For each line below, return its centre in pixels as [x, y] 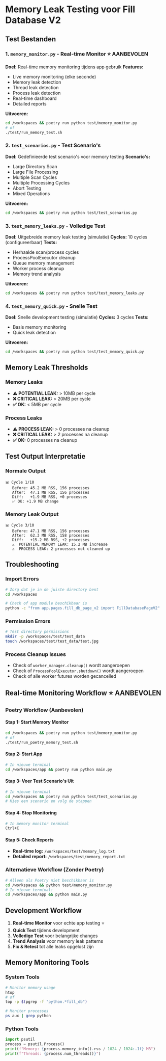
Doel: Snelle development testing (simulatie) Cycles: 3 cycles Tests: [77, 317]
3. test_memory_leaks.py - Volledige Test [55, 226]
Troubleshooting [32, 564]
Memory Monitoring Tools [47, 962]
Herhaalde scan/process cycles [46, 252]
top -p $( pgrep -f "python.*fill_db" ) [46, 1002]
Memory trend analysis [37, 274]
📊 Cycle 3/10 [20, 525]
